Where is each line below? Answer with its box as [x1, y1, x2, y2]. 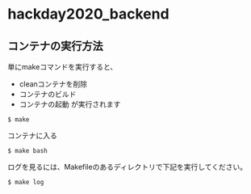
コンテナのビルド [19, 90, 77, 99]
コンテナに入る [7, 131, 57, 140]
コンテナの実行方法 [7, 39, 103, 53]
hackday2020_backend [7, 5, 170, 23]
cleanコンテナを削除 [19, 79, 88, 89]
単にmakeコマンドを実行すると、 [7, 62, 118, 71]
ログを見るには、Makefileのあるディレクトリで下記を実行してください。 [7, 162, 248, 171]
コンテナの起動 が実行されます [19, 99, 121, 109]
